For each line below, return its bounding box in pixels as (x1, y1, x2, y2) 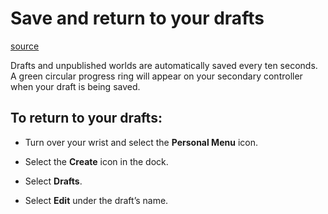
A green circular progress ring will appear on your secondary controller (10, 70, 303, 82)
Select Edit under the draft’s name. (24, 194, 169, 206)
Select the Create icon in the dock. (24, 155, 169, 167)
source (10, 40, 40, 52)
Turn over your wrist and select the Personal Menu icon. (24, 136, 258, 148)
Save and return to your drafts (10, 7, 265, 30)
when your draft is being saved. (10, 80, 141, 92)
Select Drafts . (24, 175, 83, 187)
